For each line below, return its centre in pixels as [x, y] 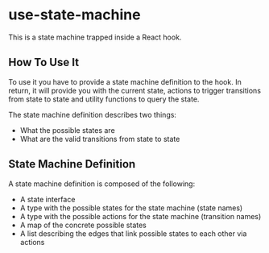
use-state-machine [74, 15]
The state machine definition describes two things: [93, 114]
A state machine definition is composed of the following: [102, 184]
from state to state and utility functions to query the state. [104, 99]
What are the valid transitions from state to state [100, 139]
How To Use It [43, 62]
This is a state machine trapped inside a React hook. [95, 37]
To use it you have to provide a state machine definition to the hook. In [125, 81]
